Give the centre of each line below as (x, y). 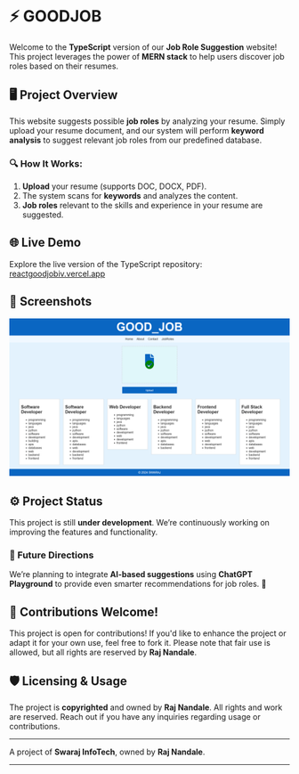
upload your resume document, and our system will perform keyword (137, 130)
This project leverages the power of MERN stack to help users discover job (147, 56)
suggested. (43, 215)
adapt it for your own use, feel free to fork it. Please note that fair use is (140, 643)
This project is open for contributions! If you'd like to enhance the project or (148, 633)
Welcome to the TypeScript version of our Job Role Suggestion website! (143, 47)
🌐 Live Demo (45, 243)
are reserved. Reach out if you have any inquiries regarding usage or (135, 716)
